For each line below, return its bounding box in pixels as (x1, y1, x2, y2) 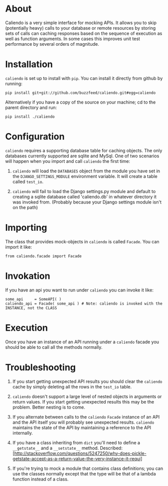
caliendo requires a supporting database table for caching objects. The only (5, 147, 162, 153)
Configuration (5, 131, 65, 142)
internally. (12, 430, 33, 436)
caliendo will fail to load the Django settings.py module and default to (12, 188, 156, 194)
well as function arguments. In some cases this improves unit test (5, 36, 140, 42)
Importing (5, 222, 48, 233)
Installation (5, 59, 53, 70)
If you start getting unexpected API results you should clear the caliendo (12, 378, 162, 384)
